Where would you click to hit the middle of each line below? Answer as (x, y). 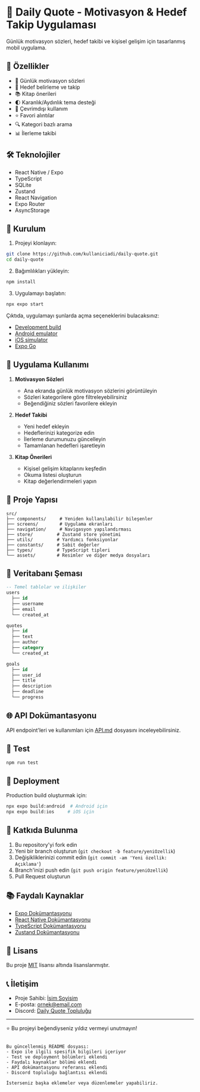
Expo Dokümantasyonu (43, 913)
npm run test (22, 762)
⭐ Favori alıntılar (35, 115)
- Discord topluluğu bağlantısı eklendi (57, 1073)
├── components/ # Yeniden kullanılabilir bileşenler (79, 519)
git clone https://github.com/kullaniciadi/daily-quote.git (82, 254)
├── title (24, 681)
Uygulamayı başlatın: (40, 293)
